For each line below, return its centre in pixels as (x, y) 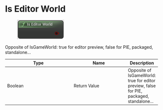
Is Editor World (35, 9)
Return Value (86, 86)
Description (142, 63)
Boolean (15, 86)
